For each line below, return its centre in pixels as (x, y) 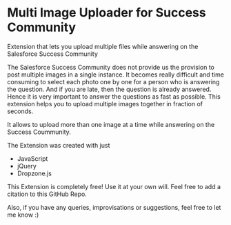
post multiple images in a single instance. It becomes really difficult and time (115, 75)
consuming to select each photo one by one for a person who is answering (113, 81)
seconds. (20, 111)
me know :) (23, 215)
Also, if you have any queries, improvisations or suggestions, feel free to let (114, 207)
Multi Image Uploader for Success (107, 13)
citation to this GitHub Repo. (47, 194)
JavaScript (32, 158)
